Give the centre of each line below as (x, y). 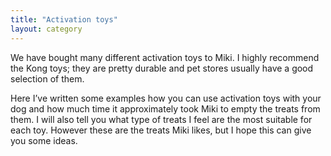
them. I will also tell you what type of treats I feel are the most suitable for (161, 119)
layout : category (46, 29)
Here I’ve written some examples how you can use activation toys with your (166, 98)
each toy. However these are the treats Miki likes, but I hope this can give (161, 130)
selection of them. (47, 78)
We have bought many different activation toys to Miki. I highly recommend (165, 57)
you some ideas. (44, 140)
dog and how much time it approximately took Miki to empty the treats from (165, 108)
